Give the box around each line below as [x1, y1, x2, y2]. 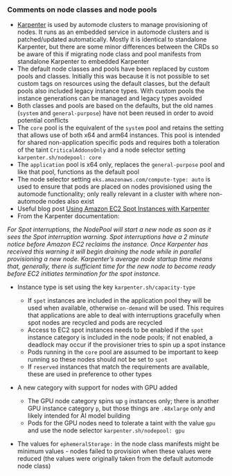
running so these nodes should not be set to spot [27, 355, 168, 364]
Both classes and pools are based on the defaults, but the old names [17, 102, 213, 110]
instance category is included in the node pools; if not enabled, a [27, 333, 213, 342]
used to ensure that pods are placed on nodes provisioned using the [17, 182, 213, 191]
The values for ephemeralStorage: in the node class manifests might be [17, 440, 220, 448]
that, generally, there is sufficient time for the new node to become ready [7, 262, 216, 271]
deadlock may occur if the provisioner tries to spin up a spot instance [27, 341, 226, 349]
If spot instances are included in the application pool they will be [27, 297, 211, 305]
